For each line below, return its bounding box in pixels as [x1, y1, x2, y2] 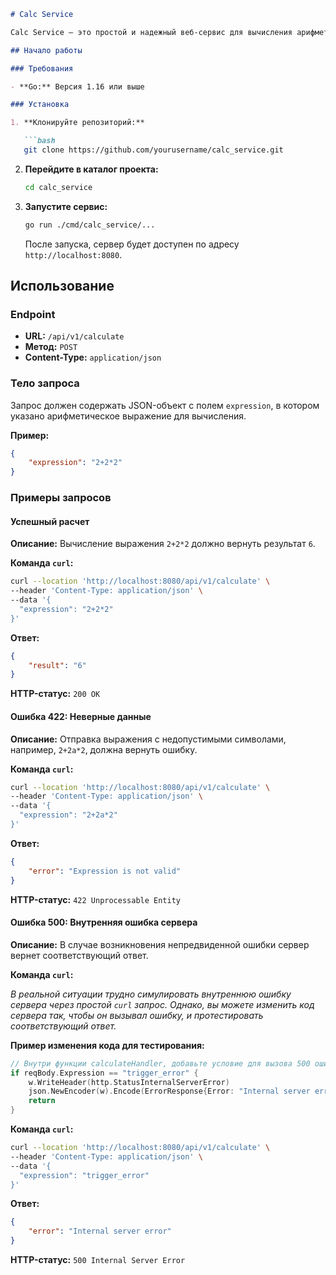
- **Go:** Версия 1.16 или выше [10, 81, 145, 92]
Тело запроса [10, 376, 80, 390]
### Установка [10, 100, 70, 110]
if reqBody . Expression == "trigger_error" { [10, 1068, 199, 1078]
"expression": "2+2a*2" [19, 810, 118, 820]
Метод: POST [24, 341, 78, 353]
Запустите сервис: [24, 200, 108, 212]
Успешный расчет [10, 515, 90, 527]
